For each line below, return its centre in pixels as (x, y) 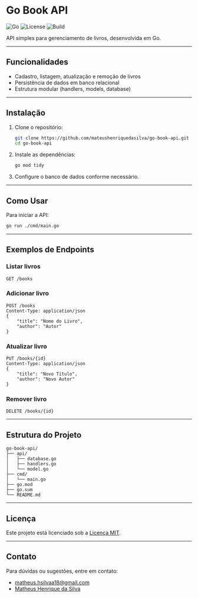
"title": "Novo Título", (47, 374)
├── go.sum (19, 490)
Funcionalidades (37, 62)
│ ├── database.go (32, 459)
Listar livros (24, 267)
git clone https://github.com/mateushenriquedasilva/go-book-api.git (102, 138)
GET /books (19, 279)
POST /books (21, 305)
